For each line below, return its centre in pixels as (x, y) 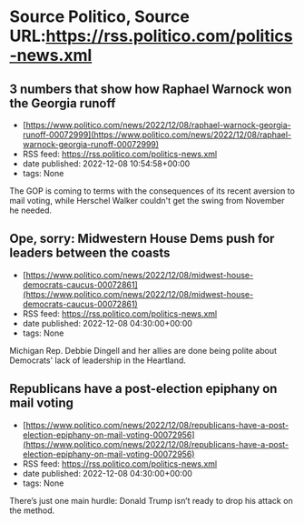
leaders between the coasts (90, 253)
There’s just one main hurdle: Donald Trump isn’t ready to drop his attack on (151, 500)
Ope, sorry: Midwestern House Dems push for (142, 239)
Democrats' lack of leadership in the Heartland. (98, 360)
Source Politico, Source (100, 17)
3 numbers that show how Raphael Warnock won (151, 89)
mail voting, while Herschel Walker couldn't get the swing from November (147, 201)
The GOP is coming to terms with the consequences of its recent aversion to (152, 191)
